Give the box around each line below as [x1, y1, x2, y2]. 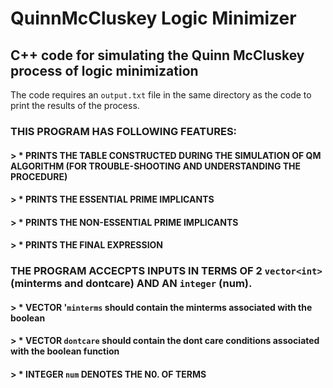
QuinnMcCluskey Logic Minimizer [10, 7, 297, 30]
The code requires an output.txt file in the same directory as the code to [10, 89, 312, 101]
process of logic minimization [10, 62, 199, 79]
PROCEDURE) [10, 170, 68, 182]
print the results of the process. [10, 100, 140, 111]
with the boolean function [10, 345, 120, 357]
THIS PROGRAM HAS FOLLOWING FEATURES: [10, 124, 238, 138]
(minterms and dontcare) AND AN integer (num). [10, 277, 253, 291]
